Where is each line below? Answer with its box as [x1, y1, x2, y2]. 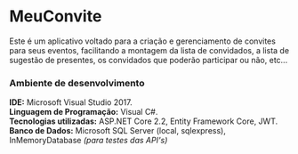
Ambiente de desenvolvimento [9, 77, 145, 89]
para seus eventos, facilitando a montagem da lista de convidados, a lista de [9, 45, 290, 55]
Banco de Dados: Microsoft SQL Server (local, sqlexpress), [9, 126, 227, 136]
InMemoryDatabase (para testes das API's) [9, 135, 168, 146]
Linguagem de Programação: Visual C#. [9, 107, 158, 118]
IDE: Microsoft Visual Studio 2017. [9, 97, 133, 108]
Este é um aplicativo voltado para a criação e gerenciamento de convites [9, 36, 276, 46]
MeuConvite [9, 6, 102, 27]
